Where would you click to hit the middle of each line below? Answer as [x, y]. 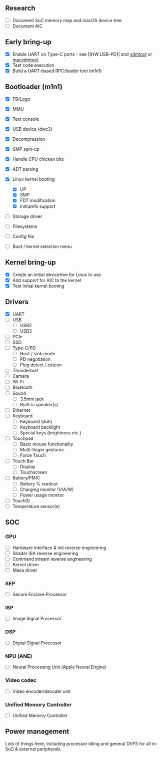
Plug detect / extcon [41, 365]
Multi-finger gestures [42, 450]
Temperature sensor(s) [36, 506]
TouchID [21, 500]
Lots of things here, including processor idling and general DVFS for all [78, 743]
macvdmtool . [26, 60]
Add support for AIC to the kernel [47, 280]
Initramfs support [38, 206]
